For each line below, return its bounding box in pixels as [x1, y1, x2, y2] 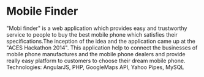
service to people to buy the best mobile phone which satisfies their [6, 31, 178, 38]
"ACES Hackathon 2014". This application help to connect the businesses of [6, 44, 198, 51]
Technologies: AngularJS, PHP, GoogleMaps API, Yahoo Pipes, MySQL [6, 63, 184, 71]
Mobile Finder [6, 4, 78, 18]
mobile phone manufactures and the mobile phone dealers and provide [6, 50, 186, 57]
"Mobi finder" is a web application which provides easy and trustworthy [6, 24, 187, 32]
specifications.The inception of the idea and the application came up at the [6, 37, 196, 45]
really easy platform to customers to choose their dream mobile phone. [6, 57, 186, 64]
